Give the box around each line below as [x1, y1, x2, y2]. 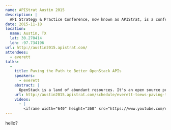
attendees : [5, 50, 28, 55]
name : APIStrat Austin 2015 [5, 7, 65, 13]
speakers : [14, 73, 36, 78]
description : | [5, 12, 38, 17]
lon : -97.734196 [10, 40, 44, 46]
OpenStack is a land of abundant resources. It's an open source [18, 87, 160, 93]
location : [5, 26, 26, 31]
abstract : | [14, 82, 40, 88]
